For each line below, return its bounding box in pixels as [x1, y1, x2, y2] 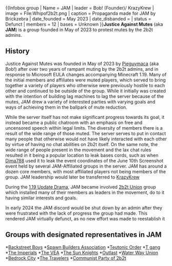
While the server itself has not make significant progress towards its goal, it [5, 114, 165, 120]
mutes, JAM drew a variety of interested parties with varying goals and [5, 98, 156, 105]
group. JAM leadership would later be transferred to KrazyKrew [5, 174, 140, 180]
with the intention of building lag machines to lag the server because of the [5, 93, 164, 99]
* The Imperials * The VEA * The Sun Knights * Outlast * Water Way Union [5, 249, 158, 256]
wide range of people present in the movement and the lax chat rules [5, 147, 151, 153]
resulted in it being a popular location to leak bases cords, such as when [5, 152, 159, 158]
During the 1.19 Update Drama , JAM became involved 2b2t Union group [5, 183, 157, 190]
